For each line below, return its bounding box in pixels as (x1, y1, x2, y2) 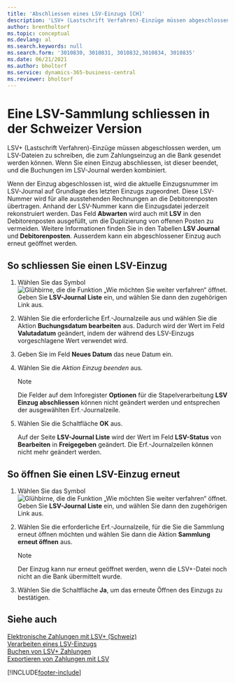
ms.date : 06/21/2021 (7, 56, 68, 63)
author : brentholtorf (7, 23, 71, 30)
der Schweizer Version (7, 121, 142, 137)
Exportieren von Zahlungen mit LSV (7, 654, 110, 663)
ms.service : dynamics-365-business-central (7, 69, 136, 76)
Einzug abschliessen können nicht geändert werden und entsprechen (17, 398, 220, 407)
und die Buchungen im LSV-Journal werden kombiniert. (7, 166, 167, 175)
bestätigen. (17, 593, 50, 602)
